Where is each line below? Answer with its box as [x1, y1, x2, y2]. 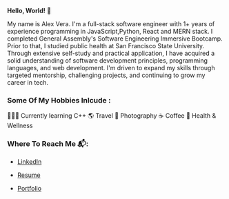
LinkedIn [17, 157, 42, 165]
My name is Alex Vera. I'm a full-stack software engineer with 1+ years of [7, 20, 215, 28]
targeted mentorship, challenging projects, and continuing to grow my [7, 71, 206, 79]
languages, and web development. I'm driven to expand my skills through [7, 64, 215, 72]
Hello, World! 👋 [7, 7, 52, 14]
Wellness [7, 121, 33, 130]
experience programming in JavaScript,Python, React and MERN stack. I [7, 28, 213, 35]
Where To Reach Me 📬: [7, 139, 89, 149]
